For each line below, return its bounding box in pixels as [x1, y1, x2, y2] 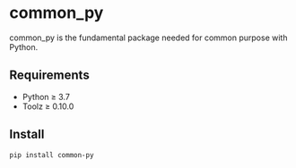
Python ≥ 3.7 [22, 91, 70, 102]
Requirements [9, 68, 90, 83]
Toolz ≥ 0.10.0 [22, 101, 74, 112]
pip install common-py [9, 150, 94, 159]
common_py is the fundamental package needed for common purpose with [9, 32, 288, 43]
